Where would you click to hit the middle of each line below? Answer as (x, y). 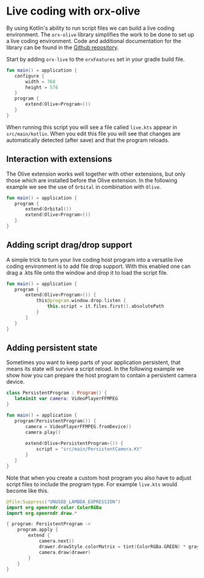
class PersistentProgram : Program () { (57, 393)
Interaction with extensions (59, 159)
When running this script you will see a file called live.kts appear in (92, 127)
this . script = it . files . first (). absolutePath (106, 306)
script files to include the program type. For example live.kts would (92, 484)
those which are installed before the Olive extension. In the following (92, 180)
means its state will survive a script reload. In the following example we (95, 369)
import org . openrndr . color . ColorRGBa (54, 507)
